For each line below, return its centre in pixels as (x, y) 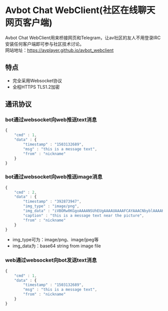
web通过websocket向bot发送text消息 (51, 260)
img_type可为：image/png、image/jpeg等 (55, 240)
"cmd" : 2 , (25, 192)
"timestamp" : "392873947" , (52, 202)
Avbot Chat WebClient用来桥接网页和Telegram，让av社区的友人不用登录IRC (83, 38)
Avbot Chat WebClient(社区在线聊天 (80, 10)
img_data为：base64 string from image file (56, 246)
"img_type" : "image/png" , (51, 206)
